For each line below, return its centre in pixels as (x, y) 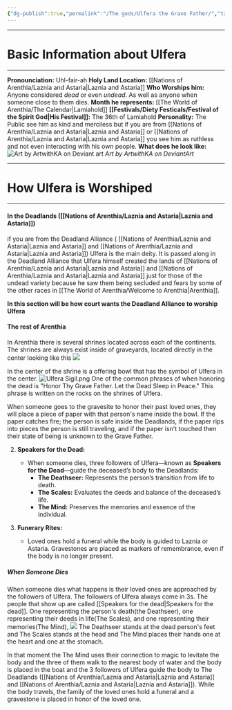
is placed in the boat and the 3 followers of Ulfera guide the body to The (110, 669)
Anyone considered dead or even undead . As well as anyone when (103, 95)
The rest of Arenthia (37, 327)
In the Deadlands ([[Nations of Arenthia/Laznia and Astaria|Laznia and (110, 216)
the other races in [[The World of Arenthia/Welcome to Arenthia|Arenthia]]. (113, 290)
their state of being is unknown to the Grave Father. (80, 436)
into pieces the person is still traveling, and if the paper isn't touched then (112, 428)
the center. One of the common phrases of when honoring (116, 379)
